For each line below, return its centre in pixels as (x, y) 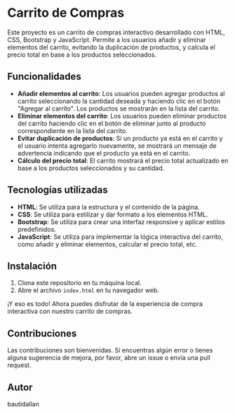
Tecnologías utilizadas (58, 190)
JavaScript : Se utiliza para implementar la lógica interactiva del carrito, (120, 237)
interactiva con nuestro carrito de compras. (70, 311)
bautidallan (23, 404)
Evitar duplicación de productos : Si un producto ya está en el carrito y (120, 138)
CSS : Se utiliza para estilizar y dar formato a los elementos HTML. (113, 214)
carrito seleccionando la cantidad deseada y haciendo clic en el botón (119, 101)
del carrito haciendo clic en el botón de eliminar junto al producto (112, 123)
